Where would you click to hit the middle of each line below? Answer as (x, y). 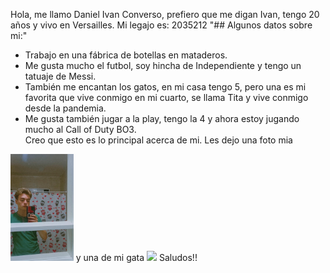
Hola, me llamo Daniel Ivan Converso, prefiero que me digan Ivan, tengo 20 (165, 14)
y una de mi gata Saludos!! (136, 258)
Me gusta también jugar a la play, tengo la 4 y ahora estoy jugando (162, 118)
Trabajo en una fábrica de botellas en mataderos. (126, 55)
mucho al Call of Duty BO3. (80, 129)
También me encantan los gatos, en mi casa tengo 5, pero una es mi (165, 87)
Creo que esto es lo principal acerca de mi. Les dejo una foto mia (158, 140)
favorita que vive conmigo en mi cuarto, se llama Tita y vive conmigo (166, 97)
